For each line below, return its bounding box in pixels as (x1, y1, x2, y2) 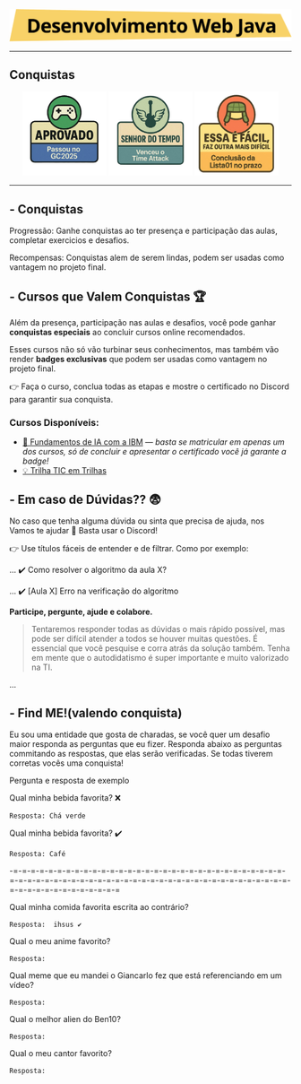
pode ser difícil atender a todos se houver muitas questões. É (30, 633, 258, 645)
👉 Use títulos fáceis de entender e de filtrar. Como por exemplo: (9, 543, 249, 554)
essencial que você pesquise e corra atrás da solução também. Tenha (30, 643, 291, 654)
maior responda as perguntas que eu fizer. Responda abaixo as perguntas (9, 738, 282, 749)
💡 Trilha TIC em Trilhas (21, 465, 107, 476)
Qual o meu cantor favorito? (9, 1047, 112, 1058)
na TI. (30, 662, 53, 672)
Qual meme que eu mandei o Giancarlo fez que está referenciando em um (9, 969, 282, 981)
